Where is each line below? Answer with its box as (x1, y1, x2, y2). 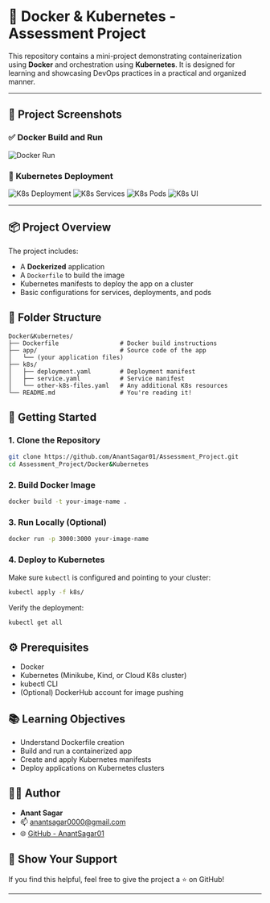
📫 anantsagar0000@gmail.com (19, 817, 126, 826)
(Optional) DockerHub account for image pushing (19, 688, 184, 697)
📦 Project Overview (8, 221, 111, 235)
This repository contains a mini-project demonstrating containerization (8, 51, 243, 60)
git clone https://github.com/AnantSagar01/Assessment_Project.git (8, 453, 239, 461)
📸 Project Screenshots (8, 108, 122, 122)
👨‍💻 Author (8, 786, 61, 801)
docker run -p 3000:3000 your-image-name (8, 535, 149, 543)
